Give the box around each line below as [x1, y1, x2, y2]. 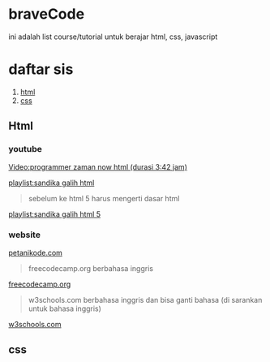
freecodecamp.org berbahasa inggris [28, 263, 154, 273]
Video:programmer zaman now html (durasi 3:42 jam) [8, 162, 188, 171]
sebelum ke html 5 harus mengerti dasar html [28, 193, 180, 203]
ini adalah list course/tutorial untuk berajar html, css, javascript [8, 32, 218, 41]
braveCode [8, 5, 85, 24]
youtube [8, 144, 43, 155]
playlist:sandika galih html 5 [8, 209, 101, 219]
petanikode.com [8, 248, 63, 257]
